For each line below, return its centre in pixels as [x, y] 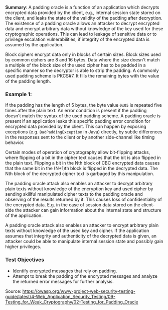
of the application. [24, 215]
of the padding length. [28, 81]
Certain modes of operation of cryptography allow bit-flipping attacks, [78, 152]
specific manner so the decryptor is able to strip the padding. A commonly [82, 70]
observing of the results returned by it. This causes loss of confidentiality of [83, 200]
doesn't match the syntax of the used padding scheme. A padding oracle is [83, 116]
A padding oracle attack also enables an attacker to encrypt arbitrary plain [82, 225]
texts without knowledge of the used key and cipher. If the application [77, 230]
